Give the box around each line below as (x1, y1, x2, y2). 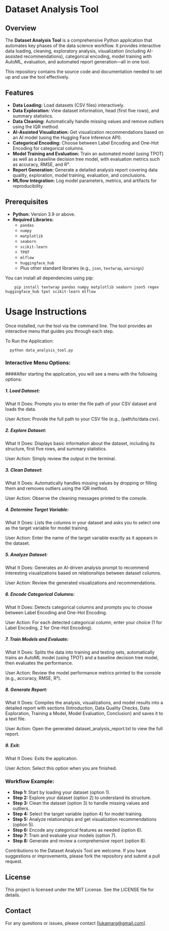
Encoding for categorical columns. (12, 145, 84, 151)
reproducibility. (12, 183, 44, 189)
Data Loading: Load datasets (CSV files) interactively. (12, 102, 125, 108)
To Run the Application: (5, 338, 54, 344)
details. (5, 891, 21, 898)
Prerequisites (5, 198, 48, 206)
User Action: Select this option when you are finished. (5, 765, 117, 771)
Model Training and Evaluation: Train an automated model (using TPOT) (12, 151, 164, 157)
